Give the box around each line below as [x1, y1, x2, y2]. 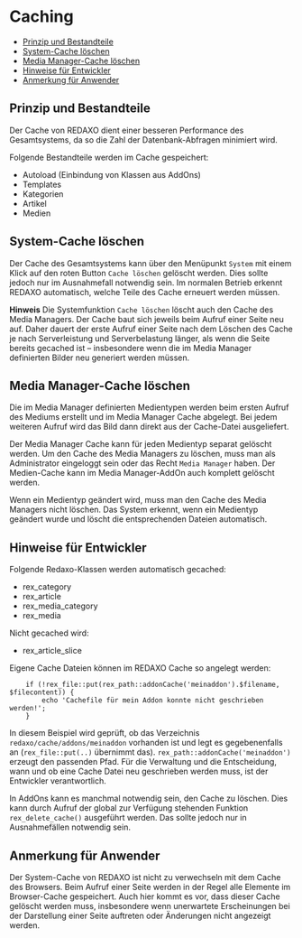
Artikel [22, 198, 47, 209]
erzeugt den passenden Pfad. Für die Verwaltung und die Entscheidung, [9, 757, 278, 767]
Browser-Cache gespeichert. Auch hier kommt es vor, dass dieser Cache [9, 891, 281, 902]
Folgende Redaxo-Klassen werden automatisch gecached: [9, 564, 227, 575]
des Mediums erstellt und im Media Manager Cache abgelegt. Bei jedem [9, 412, 278, 423]
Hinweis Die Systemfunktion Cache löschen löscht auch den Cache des [9, 304, 274, 315]
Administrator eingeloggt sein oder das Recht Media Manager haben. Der [9, 458, 276, 469]
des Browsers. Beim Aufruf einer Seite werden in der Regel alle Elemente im [9, 882, 291, 892]
